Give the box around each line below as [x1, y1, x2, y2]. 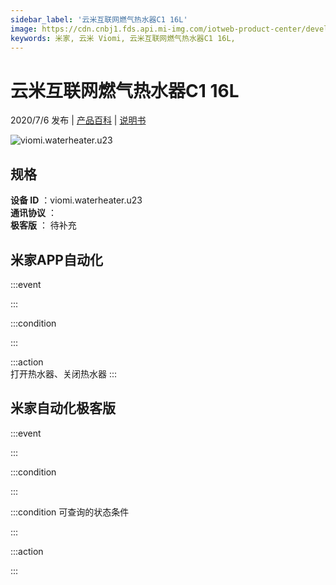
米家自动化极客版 [10, 400, 116, 417]
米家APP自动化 [10, 251, 103, 268]
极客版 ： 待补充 [10, 219, 77, 231]
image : [10, 24, 38, 34]
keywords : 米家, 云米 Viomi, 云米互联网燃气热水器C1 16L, [10, 33, 236, 43]
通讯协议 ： [10, 207, 57, 219]
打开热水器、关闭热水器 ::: [10, 367, 118, 380]
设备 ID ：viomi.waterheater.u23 [10, 194, 143, 206]
